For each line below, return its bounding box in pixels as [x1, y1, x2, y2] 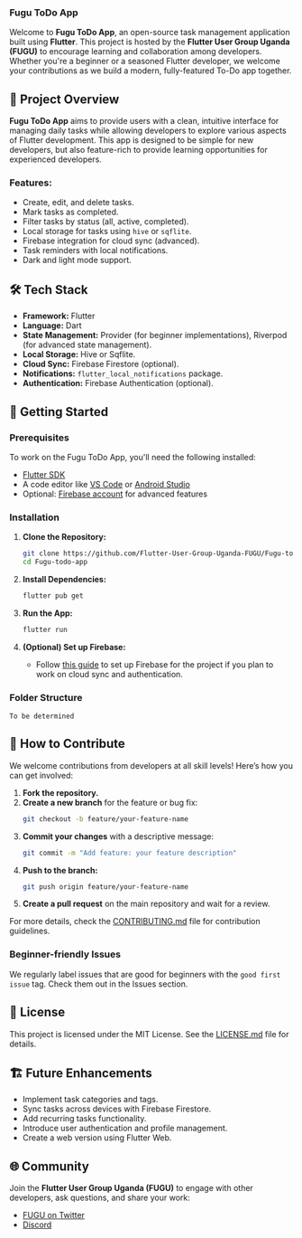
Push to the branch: [22, 865, 98, 875]
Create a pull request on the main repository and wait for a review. [22, 898, 270, 910]
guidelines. [9, 925, 50, 937]
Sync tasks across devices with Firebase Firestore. [22, 1103, 212, 1114]
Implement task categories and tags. [22, 1094, 159, 1105]
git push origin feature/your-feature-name [22, 882, 189, 892]
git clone [22, 549, 60, 558]
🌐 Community [9, 1158, 90, 1174]
